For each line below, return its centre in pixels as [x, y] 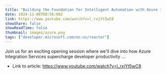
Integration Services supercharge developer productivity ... [65, 56]
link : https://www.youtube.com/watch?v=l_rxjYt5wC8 [59, 19]
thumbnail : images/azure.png [35, 33]
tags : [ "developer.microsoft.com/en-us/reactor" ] [57, 37]
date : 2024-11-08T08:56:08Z [34, 14]
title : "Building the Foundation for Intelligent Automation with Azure [82, 10]
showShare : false [23, 23]
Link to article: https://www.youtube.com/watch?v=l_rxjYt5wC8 [77, 66]
